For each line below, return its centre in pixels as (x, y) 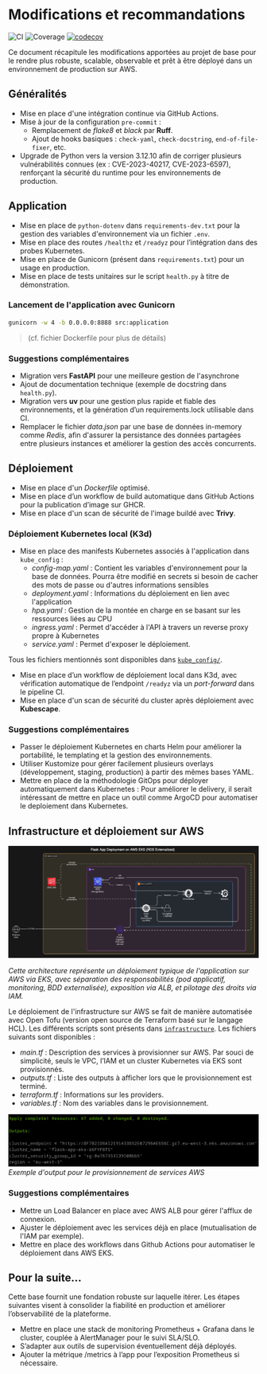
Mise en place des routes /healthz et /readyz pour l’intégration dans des (139, 242)
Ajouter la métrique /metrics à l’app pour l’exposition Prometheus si (130, 1355)
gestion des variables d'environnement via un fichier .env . (115, 233)
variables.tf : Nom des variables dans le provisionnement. (114, 1103)
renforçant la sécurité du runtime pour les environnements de (120, 172)
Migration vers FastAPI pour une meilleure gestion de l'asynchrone (130, 376)
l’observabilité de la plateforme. (60, 1314)
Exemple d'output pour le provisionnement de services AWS (106, 1172)
